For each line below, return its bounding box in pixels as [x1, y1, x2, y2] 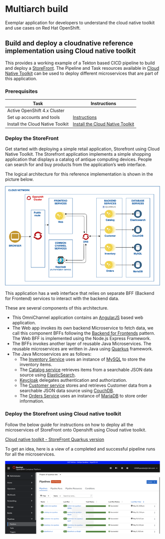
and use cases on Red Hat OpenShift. [5, 25, 81, 30]
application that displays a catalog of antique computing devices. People [5, 156, 152, 163]
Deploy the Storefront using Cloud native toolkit [5, 410, 121, 417]
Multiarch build [5, 3, 68, 15]
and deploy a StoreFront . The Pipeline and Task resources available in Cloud [5, 65, 160, 71]
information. [19, 398, 44, 404]
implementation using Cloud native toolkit [5, 47, 136, 55]
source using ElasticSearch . [19, 372, 76, 378]
